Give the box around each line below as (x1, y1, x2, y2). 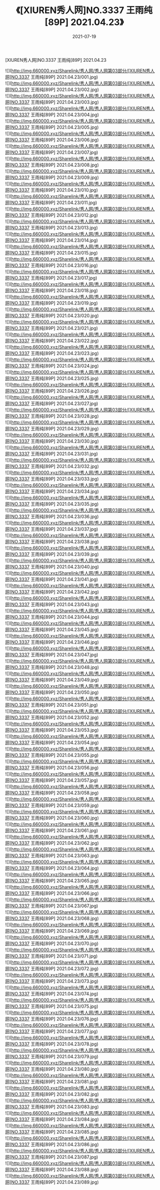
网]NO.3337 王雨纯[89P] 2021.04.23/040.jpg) (5, 564, 99, 570)
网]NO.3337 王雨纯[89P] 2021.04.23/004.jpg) (5, 112, 99, 118)
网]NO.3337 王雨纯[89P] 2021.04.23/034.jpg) (5, 488, 99, 494)
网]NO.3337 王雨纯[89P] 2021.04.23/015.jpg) (5, 250, 98, 256)
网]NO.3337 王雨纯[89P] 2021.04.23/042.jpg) (5, 589, 99, 595)
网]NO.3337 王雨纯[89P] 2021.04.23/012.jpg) (5, 212, 98, 218)
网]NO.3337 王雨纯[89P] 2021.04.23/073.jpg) (5, 978, 99, 984)
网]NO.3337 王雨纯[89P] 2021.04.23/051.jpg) (5, 702, 98, 708)
